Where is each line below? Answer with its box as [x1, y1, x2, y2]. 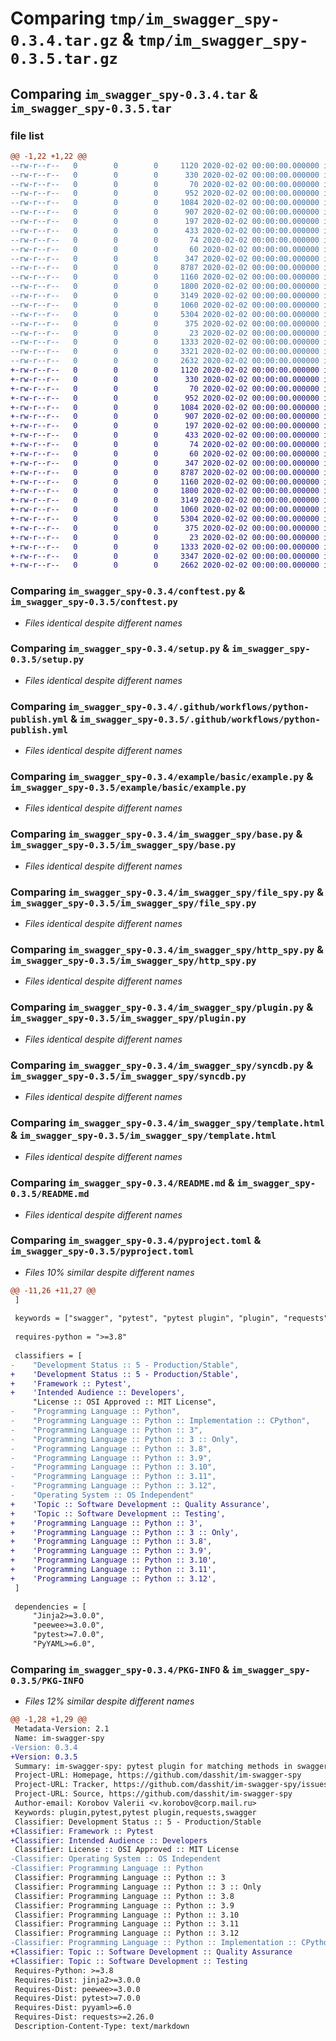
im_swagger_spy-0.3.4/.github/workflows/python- [68, 701, 310, 712]
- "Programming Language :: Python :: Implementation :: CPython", [10, 1416, 311, 1426]
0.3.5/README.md [10, 1188, 90, 1200]
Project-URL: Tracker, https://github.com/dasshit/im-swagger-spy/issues [14, 1780, 329, 1790]
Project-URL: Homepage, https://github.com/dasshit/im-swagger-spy [14, 1770, 302, 1781]
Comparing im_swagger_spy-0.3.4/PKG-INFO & [10, 1662, 230, 1676]
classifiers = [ [14, 1350, 83, 1361]
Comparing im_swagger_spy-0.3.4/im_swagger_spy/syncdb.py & [10, 1058, 314, 1072]
